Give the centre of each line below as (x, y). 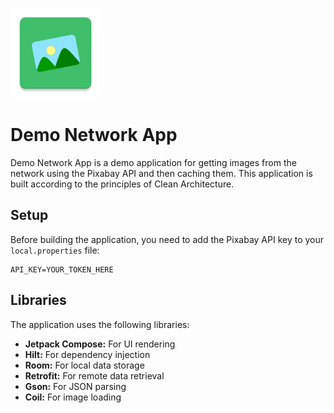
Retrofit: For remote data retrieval (94, 375)
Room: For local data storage (84, 365)
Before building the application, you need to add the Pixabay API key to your (167, 239)
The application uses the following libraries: (100, 324)
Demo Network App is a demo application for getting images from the (153, 162)
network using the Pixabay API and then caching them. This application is (161, 173)
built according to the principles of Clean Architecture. (122, 184)
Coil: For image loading (73, 397)
